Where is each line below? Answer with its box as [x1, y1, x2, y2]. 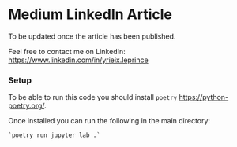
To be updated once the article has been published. [8, 31, 176, 41]
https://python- [179, 93, 229, 102]
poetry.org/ [8, 101, 45, 111]
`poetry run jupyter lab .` [8, 131, 101, 139]
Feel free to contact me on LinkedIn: [8, 46, 126, 56]
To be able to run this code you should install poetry [8, 93, 178, 102]
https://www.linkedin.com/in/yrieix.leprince [8, 55, 149, 64]
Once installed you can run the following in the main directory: [8, 116, 211, 126]
